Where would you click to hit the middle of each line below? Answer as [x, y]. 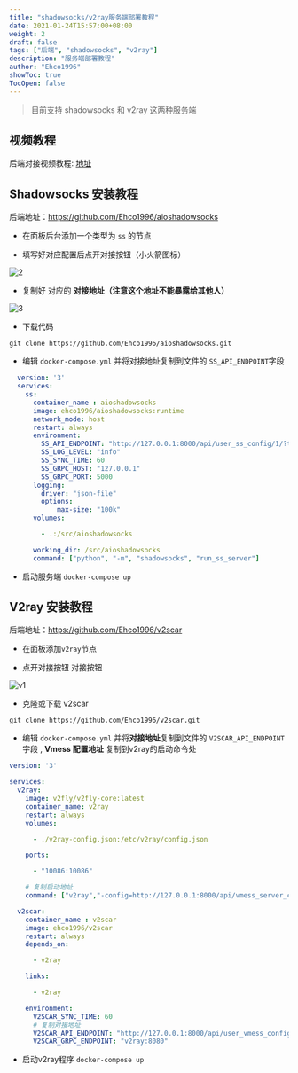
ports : [37, 855]
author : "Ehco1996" [45, 67]
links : [37, 976]
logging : [49, 485]
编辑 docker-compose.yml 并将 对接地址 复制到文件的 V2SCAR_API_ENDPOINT [153, 738]
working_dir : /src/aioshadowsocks [97, 550]
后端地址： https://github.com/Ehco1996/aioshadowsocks [114, 217]
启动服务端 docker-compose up [76, 576]
